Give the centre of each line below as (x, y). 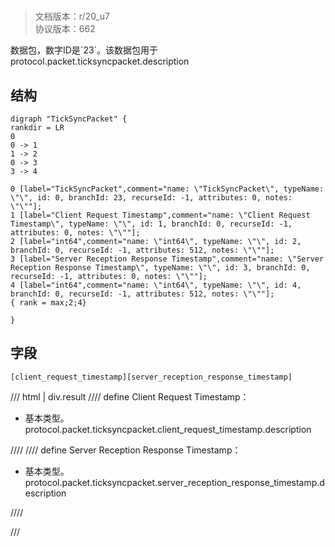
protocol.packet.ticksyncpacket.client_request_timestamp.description (168, 429)
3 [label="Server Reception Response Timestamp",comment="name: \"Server (167, 259)
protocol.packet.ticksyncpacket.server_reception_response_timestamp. (172, 482)
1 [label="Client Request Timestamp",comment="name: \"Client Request (160, 215)
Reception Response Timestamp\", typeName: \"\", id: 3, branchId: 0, (160, 268)
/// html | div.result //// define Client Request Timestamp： (130, 396)
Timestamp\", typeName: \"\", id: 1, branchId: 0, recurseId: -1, (151, 224)
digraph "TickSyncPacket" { (69, 119)
